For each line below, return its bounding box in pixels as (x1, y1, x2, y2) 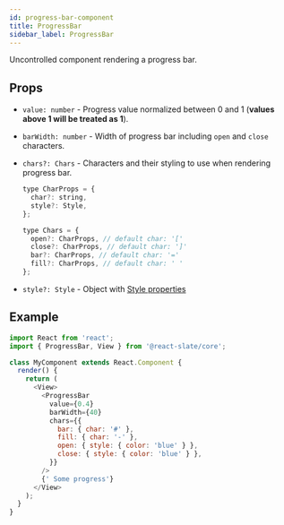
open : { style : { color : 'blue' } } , (56, 441, 199, 451)
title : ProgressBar (9, 22, 82, 30)
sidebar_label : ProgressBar (9, 30, 115, 39)
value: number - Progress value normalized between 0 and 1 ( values (22, 104, 275, 115)
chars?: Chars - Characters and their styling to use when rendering (22, 158, 271, 168)
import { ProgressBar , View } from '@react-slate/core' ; (9, 341, 227, 350)
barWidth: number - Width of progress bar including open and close (22, 131, 269, 142)
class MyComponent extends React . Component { (9, 357, 182, 367)
